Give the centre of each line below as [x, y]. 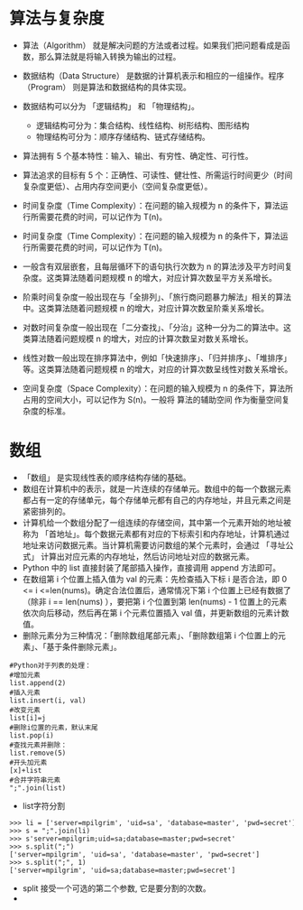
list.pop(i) [32, 735]
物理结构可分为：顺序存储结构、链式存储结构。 [123, 136]
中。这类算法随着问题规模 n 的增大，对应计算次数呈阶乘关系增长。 [145, 308]
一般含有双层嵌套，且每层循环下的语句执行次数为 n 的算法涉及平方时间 [153, 266]
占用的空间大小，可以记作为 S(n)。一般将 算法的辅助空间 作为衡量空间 [152, 399]
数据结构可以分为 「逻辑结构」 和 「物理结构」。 [111, 106]
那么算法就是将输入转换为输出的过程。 [110, 56]
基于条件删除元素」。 [84, 646]
